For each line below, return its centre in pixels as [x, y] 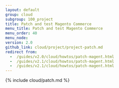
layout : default [22, 10]
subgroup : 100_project [29, 19]
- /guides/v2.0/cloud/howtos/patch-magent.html [62, 57]
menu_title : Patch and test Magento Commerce [54, 29]
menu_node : [17, 38]
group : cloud [19, 15]
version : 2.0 [19, 43]
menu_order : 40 [21, 33]
